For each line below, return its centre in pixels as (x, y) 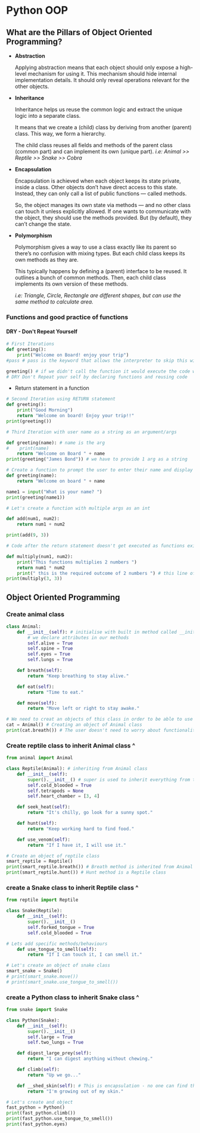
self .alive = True (50, 643)
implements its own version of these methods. (71, 284)
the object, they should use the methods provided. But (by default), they (103, 217)
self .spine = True (50, 649)
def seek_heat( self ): (43, 807)
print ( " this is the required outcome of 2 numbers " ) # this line (102, 573)
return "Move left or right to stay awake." (84, 709)
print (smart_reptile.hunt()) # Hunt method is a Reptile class (86, 872)
